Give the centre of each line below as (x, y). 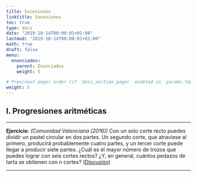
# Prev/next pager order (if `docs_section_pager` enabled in (84, 82)
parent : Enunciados (40, 66)
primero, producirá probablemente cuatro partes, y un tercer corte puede (95, 143)
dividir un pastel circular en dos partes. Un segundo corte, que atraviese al (96, 137)
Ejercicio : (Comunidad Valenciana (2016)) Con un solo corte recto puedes (96, 131)
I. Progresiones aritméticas (57, 111)
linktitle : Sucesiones (34, 17)
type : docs (19, 28)
